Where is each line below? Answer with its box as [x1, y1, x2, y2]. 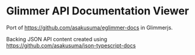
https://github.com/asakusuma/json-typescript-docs [6, 42, 136, 49]
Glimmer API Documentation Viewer [6, 4, 190, 18]
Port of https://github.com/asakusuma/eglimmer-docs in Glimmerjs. [6, 24, 173, 31]
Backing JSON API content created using [6, 35, 108, 42]
